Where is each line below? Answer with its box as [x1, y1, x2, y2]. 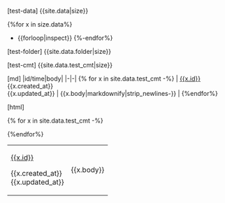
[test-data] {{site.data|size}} [7, 7, 89, 15]
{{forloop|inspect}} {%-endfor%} [17, 34, 113, 42]
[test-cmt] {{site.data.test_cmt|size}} [7, 61, 113, 69]
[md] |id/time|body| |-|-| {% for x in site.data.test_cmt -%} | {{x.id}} [7, 74, 201, 83]
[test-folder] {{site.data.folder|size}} [7, 48, 112, 55]
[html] [7, 103, 24, 111]
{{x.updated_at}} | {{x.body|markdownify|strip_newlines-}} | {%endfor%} [7, 90, 218, 97]
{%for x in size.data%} [7, 20, 73, 28]
